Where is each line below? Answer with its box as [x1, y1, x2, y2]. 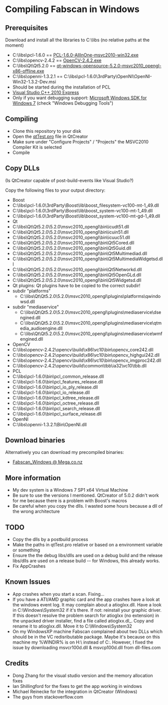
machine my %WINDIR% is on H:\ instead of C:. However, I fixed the [12, 639, 153, 645]
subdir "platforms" [12, 288, 51, 294]
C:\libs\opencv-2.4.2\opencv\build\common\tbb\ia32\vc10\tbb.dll [12, 362, 147, 368]
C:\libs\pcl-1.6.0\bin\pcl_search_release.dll [12, 405, 100, 411]
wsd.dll [20, 298, 35, 304]
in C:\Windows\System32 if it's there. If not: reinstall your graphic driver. [12, 607, 162, 613]
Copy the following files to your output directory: [5, 187, 106, 193]
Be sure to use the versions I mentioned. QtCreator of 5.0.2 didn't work [12, 492, 159, 499]
